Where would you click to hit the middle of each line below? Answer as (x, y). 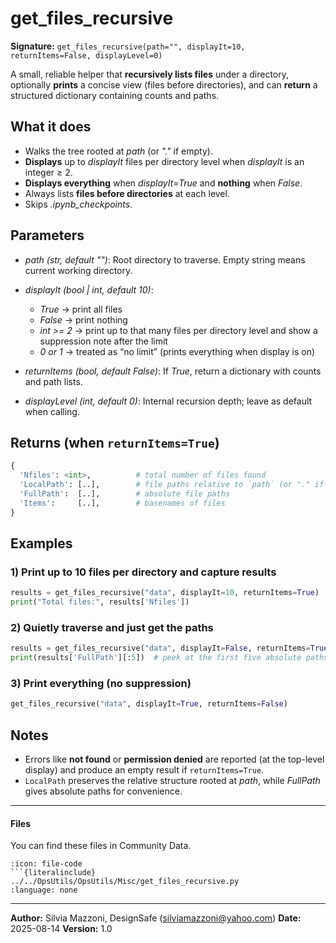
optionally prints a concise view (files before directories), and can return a (164, 84)
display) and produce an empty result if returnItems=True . (144, 770)
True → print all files (81, 309)
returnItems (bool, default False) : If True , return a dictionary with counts (173, 371)
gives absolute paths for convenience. (103, 791)
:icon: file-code (46, 864)
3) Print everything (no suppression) (101, 684)
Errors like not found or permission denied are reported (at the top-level (174, 759)
